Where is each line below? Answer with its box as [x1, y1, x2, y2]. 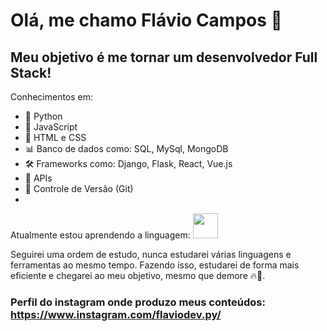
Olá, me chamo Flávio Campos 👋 [10, 9, 283, 32]
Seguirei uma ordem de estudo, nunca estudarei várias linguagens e [10, 249, 292, 260]
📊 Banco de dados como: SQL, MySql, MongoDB [24, 143, 229, 154]
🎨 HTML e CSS [24, 132, 87, 143]
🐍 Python [24, 110, 63, 122]
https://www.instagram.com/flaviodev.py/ [10, 307, 222, 321]
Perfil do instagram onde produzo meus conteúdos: [10, 295, 266, 309]
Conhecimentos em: [10, 91, 94, 103]
